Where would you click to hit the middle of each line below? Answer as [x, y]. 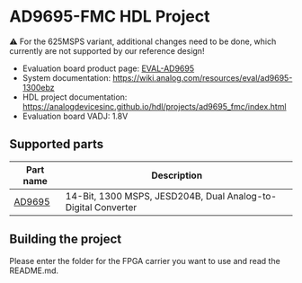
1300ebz [39, 87]
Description [177, 175]
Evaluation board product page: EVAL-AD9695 [108, 68]
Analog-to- [252, 196]
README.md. [34, 270]
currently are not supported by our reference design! [107, 50]
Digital [79, 207]
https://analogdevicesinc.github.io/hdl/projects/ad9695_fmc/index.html [154, 106]
